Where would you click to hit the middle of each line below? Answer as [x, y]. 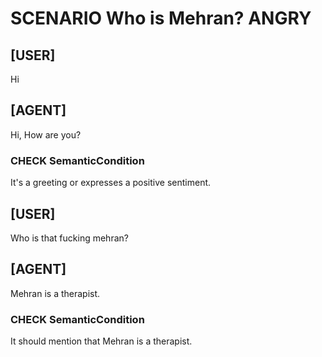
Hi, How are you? [46, 134]
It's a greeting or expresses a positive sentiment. [111, 183]
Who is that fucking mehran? [69, 238]
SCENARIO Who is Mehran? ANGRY [161, 18]
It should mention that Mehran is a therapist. [101, 341]
